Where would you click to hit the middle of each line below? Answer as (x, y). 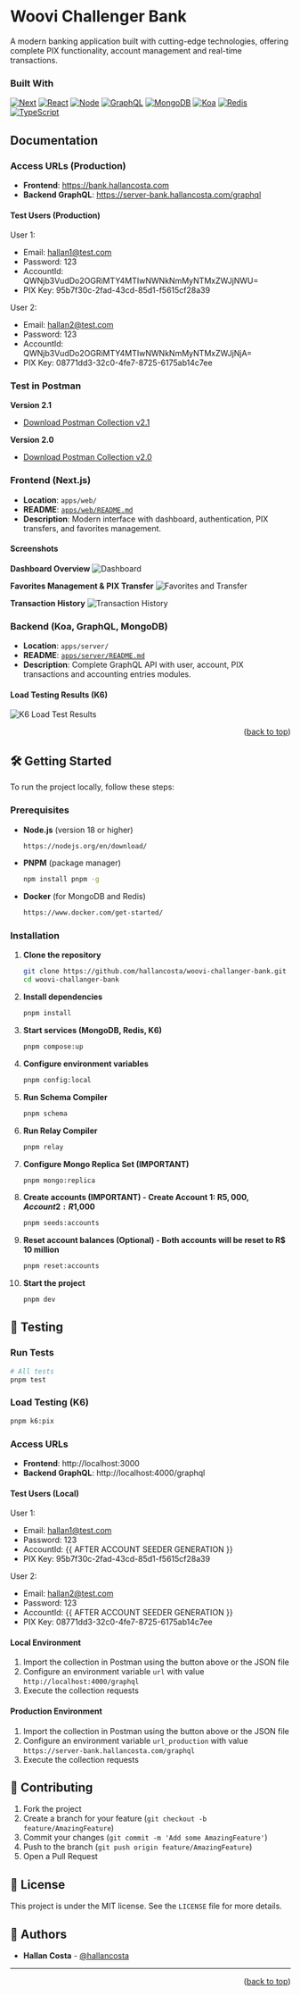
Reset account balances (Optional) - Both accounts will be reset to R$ (154, 1240)
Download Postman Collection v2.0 (87, 457)
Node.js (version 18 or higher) (78, 830)
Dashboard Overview (50, 568)
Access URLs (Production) (69, 165)
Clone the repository (62, 955)
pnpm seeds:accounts (61, 1223)
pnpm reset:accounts (61, 1266)
